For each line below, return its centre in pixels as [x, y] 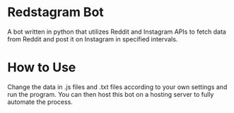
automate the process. [40, 102]
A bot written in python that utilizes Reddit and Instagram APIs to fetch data [117, 32]
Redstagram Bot [55, 12]
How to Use [42, 68]
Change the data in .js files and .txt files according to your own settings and [117, 87]
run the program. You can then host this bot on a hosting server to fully [111, 94]
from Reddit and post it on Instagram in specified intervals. [93, 39]
